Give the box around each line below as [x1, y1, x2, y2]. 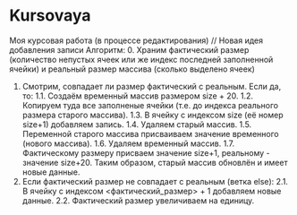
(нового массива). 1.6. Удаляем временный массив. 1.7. [21, 138, 235, 149]
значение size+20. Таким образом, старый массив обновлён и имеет [21, 157, 288, 168]
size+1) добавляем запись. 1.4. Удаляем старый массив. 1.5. [21, 118, 252, 130]
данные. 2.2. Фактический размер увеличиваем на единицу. [21, 194, 255, 206]
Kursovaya [9, 5, 91, 26]
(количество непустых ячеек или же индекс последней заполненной [9, 54, 274, 64]
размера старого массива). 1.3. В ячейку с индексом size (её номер [21, 109, 284, 120]
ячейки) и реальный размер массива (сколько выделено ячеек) [9, 64, 255, 74]
